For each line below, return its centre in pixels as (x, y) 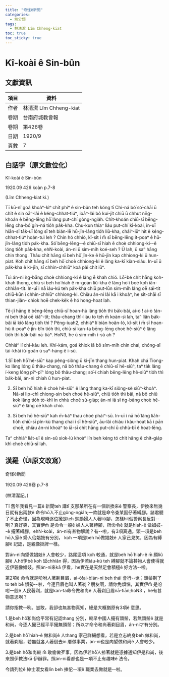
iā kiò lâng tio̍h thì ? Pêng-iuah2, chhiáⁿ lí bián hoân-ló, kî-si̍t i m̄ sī (81, 323)
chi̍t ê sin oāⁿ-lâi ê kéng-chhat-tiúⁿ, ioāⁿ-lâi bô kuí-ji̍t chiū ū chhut (73, 213)
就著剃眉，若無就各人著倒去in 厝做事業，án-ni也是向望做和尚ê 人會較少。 (81, 641)
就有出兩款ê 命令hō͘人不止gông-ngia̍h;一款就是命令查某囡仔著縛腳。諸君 (84, 512)
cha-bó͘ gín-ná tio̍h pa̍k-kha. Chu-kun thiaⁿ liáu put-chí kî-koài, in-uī (86, 225)
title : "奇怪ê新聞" (24, 10)
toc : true (16, 33)
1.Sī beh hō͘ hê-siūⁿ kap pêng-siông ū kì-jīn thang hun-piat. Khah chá (77, 360)
